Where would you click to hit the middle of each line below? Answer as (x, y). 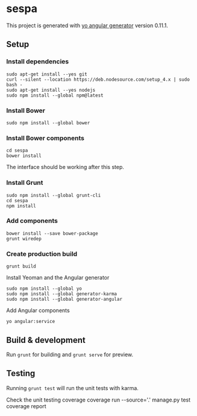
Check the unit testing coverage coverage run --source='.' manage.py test (98, 400)
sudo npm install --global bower (48, 123)
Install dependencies (38, 62)
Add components (32, 221)
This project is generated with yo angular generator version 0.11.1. (87, 25)
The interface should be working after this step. (65, 167)
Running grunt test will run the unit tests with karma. (72, 388)
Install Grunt (25, 183)
